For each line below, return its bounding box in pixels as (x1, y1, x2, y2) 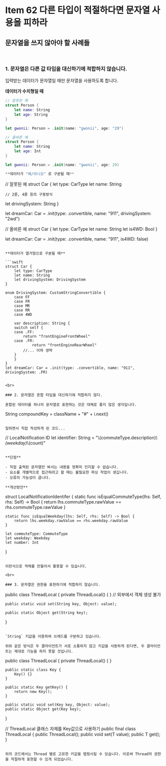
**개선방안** (5, 485, 28, 490)
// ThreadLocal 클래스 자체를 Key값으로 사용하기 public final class (5, 726, 136, 732)
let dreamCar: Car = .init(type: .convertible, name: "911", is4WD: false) (5, 236, 149, 242)
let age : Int (14, 149, 41, 154)
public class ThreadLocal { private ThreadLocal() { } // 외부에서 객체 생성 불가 (5, 591, 161, 597)
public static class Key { (5, 667, 61, 672)
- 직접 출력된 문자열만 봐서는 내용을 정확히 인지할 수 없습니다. (5, 465, 119, 470)
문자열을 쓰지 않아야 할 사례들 (5, 38, 90, 47)
